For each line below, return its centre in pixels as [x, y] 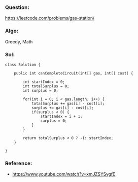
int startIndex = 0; [44, 82]
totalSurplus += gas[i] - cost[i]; [68, 103]
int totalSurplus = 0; [46, 86]
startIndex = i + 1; [61, 116]
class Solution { [23, 65]
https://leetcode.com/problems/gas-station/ [50, 18]
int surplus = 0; [40, 90]
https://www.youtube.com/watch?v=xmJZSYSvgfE [64, 174]
